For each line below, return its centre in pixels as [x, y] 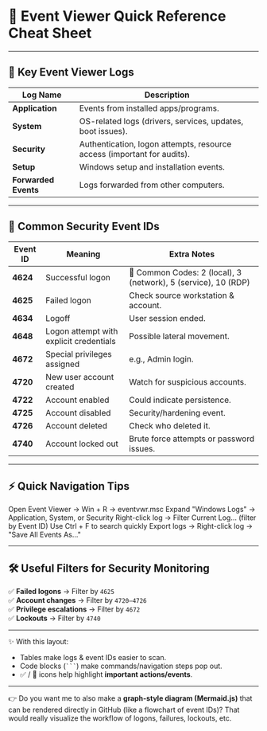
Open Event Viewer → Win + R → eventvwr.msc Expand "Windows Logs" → [132, 510]
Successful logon [78, 277]
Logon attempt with [82, 331]
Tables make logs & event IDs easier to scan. [93, 658]
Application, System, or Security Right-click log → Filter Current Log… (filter [132, 518]
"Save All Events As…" [44, 535]
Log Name [42, 95]
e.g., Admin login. [161, 359]
